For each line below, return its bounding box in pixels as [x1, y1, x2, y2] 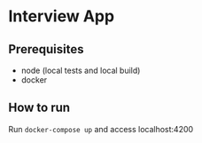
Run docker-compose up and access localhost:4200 [8, 123, 194, 134]
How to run [8, 100, 71, 115]
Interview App [8, 6, 115, 27]
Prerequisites [8, 42, 84, 57]
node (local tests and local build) [20, 65, 141, 75]
